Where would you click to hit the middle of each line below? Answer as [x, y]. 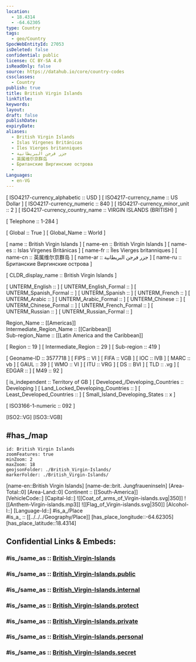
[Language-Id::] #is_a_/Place [48, 511]
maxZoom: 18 [21, 464]
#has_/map [27, 436]
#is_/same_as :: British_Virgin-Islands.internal [73, 589]
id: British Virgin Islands [40, 449]
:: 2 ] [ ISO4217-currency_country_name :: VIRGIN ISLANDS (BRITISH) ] [92, 210]
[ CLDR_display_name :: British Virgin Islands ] [62, 275]
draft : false [22, 115]
